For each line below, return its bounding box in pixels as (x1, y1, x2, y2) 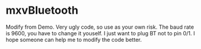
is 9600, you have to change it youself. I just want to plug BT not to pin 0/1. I (5, 29, 196, 36)
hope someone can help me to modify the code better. (5, 36, 142, 43)
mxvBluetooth (5, 4, 78, 17)
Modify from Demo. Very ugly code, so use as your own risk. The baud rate (5, 23, 194, 30)
